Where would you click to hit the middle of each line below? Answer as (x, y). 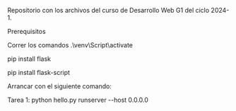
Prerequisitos (26, 31)
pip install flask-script (39, 72)
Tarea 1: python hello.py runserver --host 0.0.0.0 (78, 100)
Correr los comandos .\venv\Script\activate (70, 45)
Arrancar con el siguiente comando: (59, 86)
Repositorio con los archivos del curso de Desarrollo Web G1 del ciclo (108, 10)
